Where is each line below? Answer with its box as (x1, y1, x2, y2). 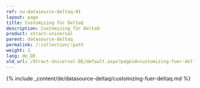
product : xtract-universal (6, 31, 73, 37)
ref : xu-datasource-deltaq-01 (6, 8, 82, 15)
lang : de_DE (6, 53, 36, 59)
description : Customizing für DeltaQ (6, 25, 100, 32)
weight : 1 (6, 48, 31, 54)
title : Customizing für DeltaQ (6, 20, 84, 26)
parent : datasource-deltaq (6, 36, 73, 42)
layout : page (6, 14, 39, 20)
